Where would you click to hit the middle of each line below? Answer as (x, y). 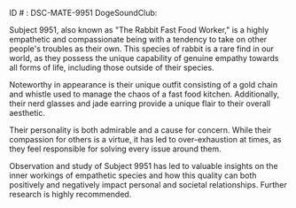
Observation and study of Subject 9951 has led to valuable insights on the (144, 166)
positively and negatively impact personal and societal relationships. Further (148, 185)
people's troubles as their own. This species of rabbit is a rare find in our (142, 49)
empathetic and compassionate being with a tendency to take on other (138, 39)
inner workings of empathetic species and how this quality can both (133, 175)
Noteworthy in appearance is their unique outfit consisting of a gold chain (143, 85)
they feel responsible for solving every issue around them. (115, 149)
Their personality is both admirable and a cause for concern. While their (140, 130)
